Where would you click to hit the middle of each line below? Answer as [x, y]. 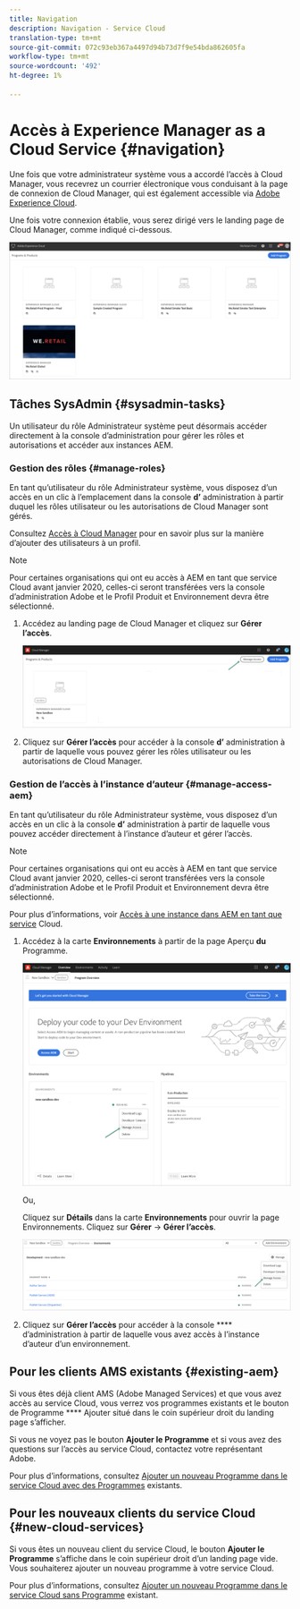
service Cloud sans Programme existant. [84, 1595]
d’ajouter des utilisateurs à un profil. [75, 542]
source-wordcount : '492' [55, 66]
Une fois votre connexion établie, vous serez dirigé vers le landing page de [147, 220]
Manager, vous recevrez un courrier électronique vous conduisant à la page [149, 183]
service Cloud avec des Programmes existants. [96, 1485]
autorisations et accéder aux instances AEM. [92, 445]
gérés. [21, 515]
